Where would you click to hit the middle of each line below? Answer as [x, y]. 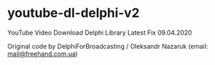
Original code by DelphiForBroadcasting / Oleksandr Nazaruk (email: [108, 46]
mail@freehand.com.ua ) [43, 54]
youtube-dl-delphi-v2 [74, 13]
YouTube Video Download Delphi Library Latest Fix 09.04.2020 [100, 32]
